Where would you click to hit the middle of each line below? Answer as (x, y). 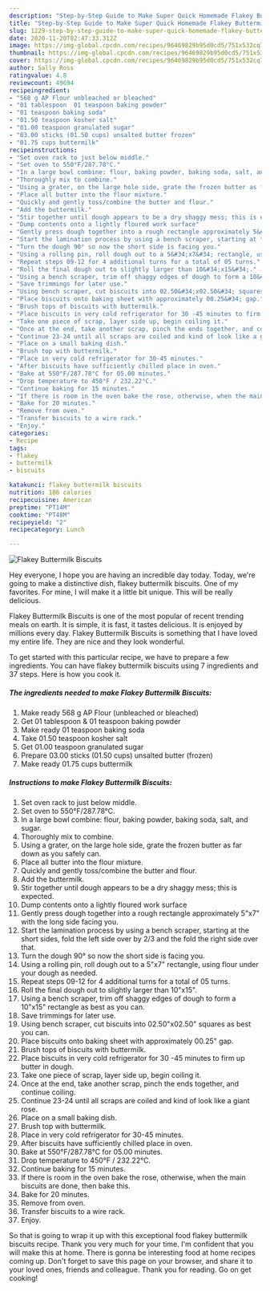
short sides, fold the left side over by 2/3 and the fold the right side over (139, 939)
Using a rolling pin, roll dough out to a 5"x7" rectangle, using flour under (139, 965)
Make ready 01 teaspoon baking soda (83, 730)
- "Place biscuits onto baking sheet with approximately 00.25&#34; (126, 299)
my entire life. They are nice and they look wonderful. (97, 641)
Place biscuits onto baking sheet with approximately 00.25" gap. (127, 1041)
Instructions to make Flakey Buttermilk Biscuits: (91, 782)
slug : (18, 30)
